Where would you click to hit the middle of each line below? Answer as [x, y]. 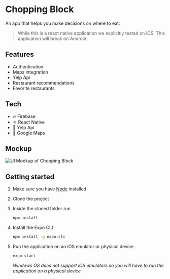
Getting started [30, 176]
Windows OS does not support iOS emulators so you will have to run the [88, 265]
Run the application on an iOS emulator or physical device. [74, 246]
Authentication [28, 66]
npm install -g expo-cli [39, 237]
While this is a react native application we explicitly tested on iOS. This [91, 33]
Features [20, 54]
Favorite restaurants [33, 88]
